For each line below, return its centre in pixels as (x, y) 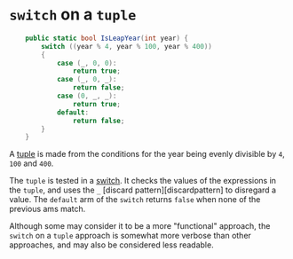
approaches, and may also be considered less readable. (112, 245)
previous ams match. (48, 209)
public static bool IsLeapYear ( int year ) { (107, 38)
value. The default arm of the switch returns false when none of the (135, 200)
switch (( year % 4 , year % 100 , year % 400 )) (127, 46)
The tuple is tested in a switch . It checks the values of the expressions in (143, 181)
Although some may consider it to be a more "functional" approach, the (140, 226)
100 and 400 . (32, 163)
